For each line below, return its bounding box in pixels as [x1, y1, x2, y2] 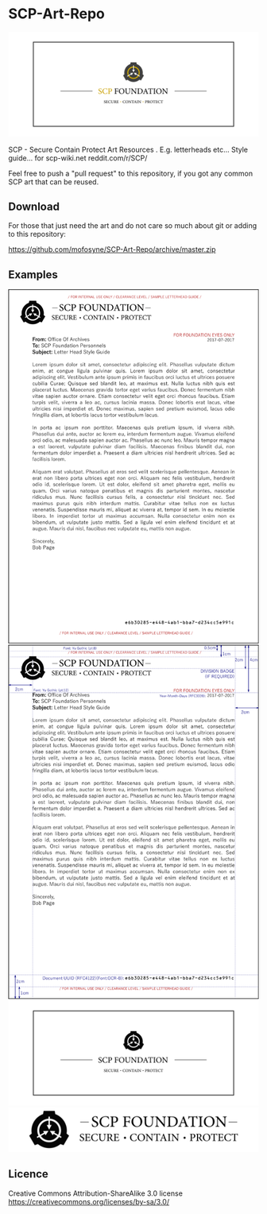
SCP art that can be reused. [8, 176, 99, 187]
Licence [8, 1167, 49, 1181]
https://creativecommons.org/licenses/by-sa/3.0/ [8, 1197, 169, 1206]
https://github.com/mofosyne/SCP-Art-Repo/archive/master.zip [8, 245, 216, 254]
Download [8, 199, 60, 213]
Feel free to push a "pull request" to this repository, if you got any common [8, 168, 253, 178]
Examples [8, 268, 58, 281]
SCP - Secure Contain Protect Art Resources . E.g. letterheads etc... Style [8, 145, 249, 154]
